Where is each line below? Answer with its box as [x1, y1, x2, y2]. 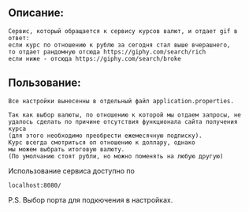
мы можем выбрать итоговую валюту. [8, 145, 125, 153]
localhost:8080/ [8, 181, 61, 189]
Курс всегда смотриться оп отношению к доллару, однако [8, 138, 195, 147]
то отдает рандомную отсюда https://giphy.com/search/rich [8, 47, 206, 56]
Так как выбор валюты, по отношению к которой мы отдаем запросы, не [8, 110, 242, 119]
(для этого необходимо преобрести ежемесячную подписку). [8, 132, 203, 139]
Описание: [8, 6, 65, 20]
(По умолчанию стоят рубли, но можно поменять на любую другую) [8, 152, 224, 160]
